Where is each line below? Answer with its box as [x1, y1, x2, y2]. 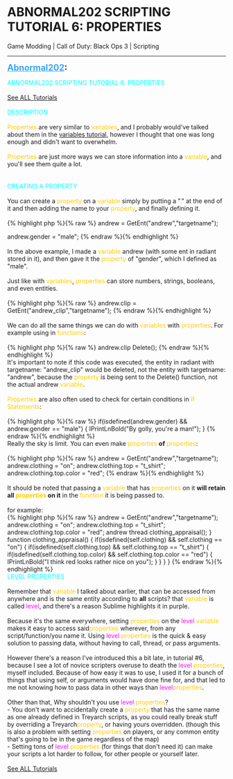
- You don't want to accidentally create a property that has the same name [7, 705, 220, 714]
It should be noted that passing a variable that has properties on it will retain [7, 483, 226, 492]
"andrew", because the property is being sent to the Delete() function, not [7, 373, 218, 381]
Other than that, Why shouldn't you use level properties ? [7, 698, 169, 706]
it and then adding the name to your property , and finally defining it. [7, 204, 200, 212]
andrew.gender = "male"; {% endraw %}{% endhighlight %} [7, 232, 179, 241]
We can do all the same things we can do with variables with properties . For [7, 321, 224, 329]
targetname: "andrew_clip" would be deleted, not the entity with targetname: [7, 365, 226, 374]
